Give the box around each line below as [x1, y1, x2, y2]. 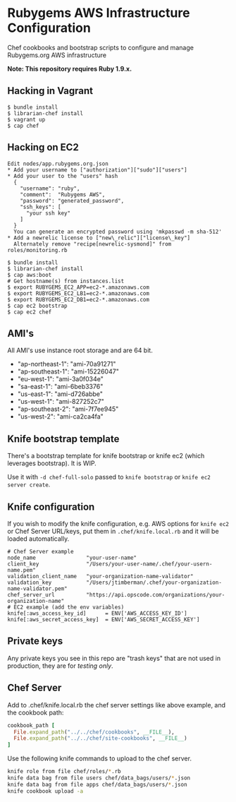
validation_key [7, 579, 52, 586]
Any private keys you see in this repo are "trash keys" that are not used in [7, 654, 221, 662]
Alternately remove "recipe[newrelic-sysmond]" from [13, 240, 172, 248]
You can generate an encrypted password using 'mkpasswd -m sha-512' [13, 228, 222, 235]
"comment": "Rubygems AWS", [20, 191, 106, 198]
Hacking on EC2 [7, 141, 79, 153]
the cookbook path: [7, 708, 64, 717]
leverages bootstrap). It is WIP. [7, 459, 97, 467]
